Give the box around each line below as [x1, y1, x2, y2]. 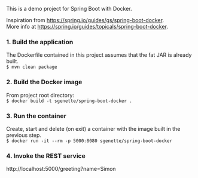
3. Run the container [6, 112, 67, 120]
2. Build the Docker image [6, 78, 83, 86]
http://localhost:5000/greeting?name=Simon [6, 165, 116, 173]
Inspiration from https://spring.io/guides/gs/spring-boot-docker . [6, 17, 165, 23]
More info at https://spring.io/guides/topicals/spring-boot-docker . [6, 23, 169, 30]
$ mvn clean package [6, 64, 58, 70]
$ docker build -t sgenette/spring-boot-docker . [6, 98, 133, 104]
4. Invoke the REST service [6, 152, 86, 160]
